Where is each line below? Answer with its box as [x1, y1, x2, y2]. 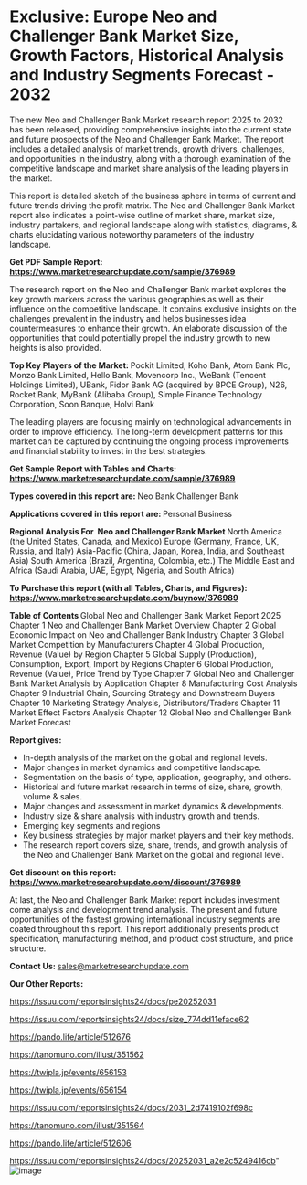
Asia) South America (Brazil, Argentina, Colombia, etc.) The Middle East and [9, 555, 295, 566]
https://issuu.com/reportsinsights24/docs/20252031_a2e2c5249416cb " [9, 1155, 281, 1166]
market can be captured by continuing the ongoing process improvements [9, 436, 290, 447]
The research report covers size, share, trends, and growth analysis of [22, 839, 288, 851]
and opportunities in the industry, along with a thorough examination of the [9, 153, 291, 164]
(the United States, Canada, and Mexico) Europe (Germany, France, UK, [9, 535, 280, 546]
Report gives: [9, 734, 62, 746]
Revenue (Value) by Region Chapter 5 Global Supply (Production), [9, 649, 258, 660]
